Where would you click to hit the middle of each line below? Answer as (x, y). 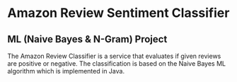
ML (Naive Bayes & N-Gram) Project (87, 39)
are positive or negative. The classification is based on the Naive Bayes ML (117, 64)
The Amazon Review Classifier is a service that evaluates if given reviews (114, 56)
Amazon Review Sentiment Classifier (118, 13)
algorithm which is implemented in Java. (66, 71)
